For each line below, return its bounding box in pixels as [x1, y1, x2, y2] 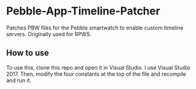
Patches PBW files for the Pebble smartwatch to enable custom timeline [6, 24, 184, 31]
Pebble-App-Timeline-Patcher [6, 4, 161, 18]
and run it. [6, 76, 32, 84]
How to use [6, 48, 49, 58]
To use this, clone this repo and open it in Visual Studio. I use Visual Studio [6, 64, 191, 71]
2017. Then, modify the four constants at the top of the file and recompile [6, 70, 186, 78]
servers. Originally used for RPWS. [6, 30, 92, 37]
